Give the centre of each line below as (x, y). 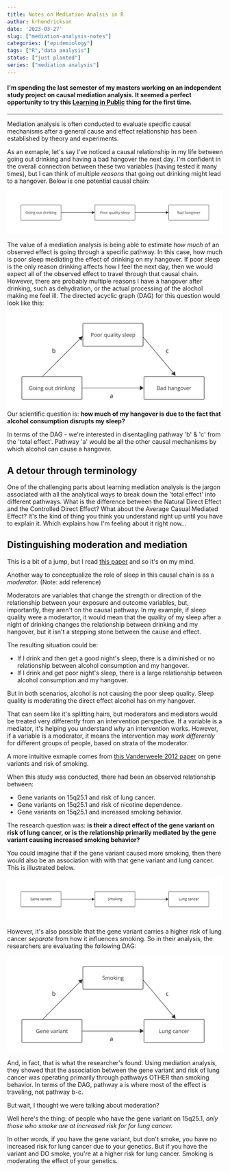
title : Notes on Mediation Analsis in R (66, 14)
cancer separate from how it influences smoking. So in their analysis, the (110, 938)
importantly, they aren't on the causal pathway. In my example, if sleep (107, 610)
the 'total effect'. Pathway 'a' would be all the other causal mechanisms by (112, 442)
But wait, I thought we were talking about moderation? (83, 1106)
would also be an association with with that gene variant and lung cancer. (111, 860)
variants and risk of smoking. (48, 763)
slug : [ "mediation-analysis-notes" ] (59, 36)
